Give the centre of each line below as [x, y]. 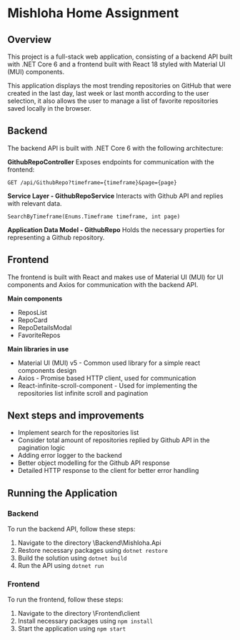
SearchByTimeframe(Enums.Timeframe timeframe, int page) [94, 216]
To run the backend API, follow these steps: [71, 529]
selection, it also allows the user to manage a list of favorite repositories [113, 101]
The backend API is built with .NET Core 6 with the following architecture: [115, 148]
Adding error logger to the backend [70, 456]
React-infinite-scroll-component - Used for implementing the [107, 385]
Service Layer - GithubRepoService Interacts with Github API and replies [115, 196]
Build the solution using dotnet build [72, 558]
